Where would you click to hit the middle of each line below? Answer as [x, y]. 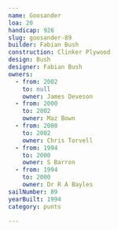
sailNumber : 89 [33, 192]
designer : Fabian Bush [45, 67]
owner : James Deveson [57, 96]
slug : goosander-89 [40, 38]
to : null [37, 89]
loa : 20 [21, 23]
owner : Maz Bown [49, 119]
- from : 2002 [37, 81]
